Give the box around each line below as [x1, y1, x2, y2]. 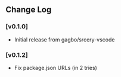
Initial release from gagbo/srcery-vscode [14, 36, 115, 43]
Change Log [5, 5, 52, 15]
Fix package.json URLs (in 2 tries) [14, 64, 98, 71]
